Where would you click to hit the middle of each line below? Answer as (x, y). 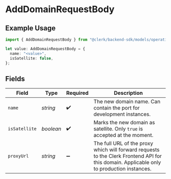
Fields (15, 79)
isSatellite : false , (32, 58)
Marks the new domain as (124, 123)
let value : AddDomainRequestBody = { (45, 49)
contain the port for (117, 108)
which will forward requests (126, 150)
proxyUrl (18, 156)
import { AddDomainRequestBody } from (46, 40)
